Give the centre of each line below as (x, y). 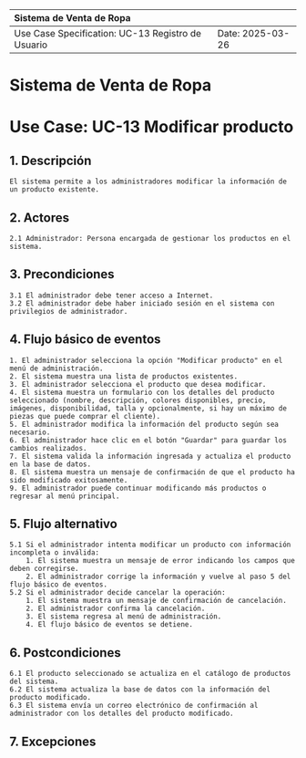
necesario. (30, 432)
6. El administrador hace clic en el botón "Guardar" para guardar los (148, 440)
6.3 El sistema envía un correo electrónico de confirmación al (134, 706)
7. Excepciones (53, 741)
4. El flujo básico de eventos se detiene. (110, 625)
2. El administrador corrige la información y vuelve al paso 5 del (158, 577)
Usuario (31, 45)
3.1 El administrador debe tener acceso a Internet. (112, 296)
